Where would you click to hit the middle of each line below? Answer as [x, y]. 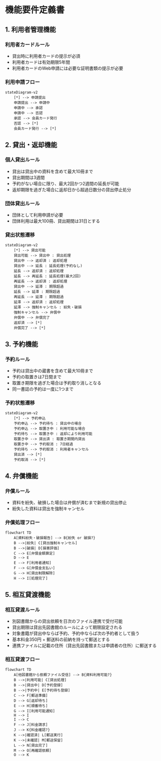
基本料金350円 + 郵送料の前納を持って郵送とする [61, 640]
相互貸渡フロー [23, 659]
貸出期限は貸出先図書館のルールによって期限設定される [67, 627]
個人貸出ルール [23, 160]
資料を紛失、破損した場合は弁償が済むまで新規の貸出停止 [69, 502]
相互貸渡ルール [23, 610]
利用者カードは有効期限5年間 [41, 62]
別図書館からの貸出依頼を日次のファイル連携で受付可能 [67, 621]
